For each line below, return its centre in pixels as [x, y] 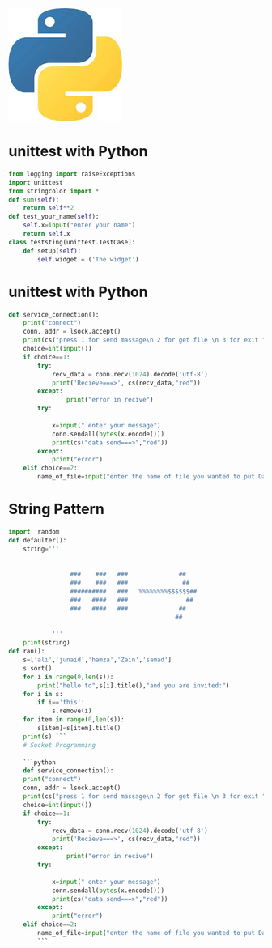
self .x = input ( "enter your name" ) [79, 225]
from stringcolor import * [54, 191]
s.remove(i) [72, 711]
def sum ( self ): [34, 200]
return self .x [47, 234]
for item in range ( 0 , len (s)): [74, 720]
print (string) [47, 643]
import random [34, 531]
